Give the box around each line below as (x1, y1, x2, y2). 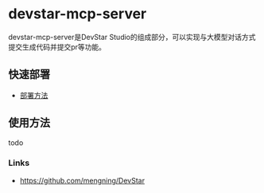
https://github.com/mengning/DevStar (19, 175, 146, 185)
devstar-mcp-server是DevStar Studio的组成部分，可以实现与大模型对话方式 (8, 32, 256, 41)
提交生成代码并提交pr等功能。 (8, 41, 106, 52)
